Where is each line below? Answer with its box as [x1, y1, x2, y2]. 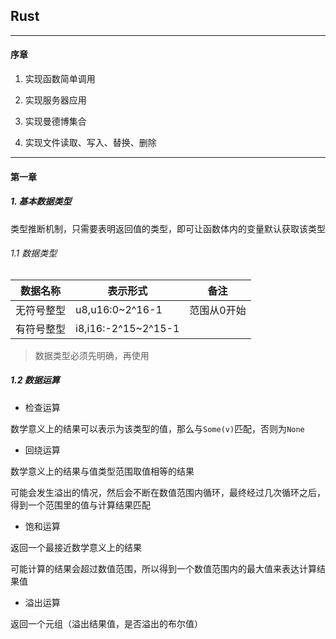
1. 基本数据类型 [10, 195, 72, 208]
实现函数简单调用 [24, 73, 96, 85]
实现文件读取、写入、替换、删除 [24, 137, 157, 149]
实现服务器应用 [24, 94, 87, 106]
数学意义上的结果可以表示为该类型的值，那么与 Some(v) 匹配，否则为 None [10, 422, 305, 434]
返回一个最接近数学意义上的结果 [10, 541, 142, 553]
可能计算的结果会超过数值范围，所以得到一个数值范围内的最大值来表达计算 [10, 562, 317, 574]
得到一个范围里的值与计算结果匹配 [10, 499, 151, 511]
